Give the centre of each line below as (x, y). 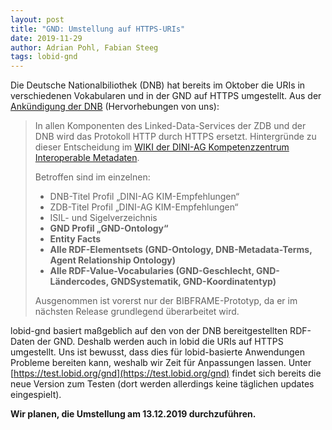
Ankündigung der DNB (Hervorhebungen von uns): (115, 107)
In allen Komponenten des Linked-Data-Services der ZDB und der (170, 126)
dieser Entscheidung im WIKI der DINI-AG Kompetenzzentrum (162, 147)
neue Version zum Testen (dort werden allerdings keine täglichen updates (162, 384)
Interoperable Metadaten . (87, 158)
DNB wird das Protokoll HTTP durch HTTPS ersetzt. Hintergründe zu (175, 137)
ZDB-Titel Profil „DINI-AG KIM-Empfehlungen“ (144, 207)
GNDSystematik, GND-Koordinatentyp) (193, 282)
